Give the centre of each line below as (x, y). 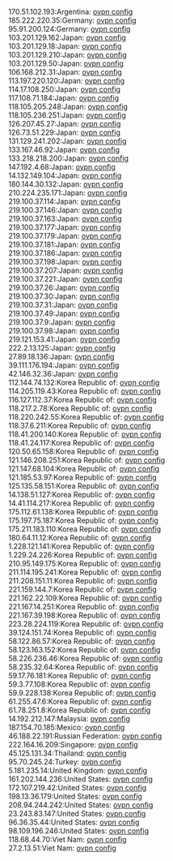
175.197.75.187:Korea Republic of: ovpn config (84, 520)
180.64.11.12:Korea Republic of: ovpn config (80, 538)
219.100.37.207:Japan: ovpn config (66, 270)
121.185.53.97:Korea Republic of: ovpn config (82, 477)
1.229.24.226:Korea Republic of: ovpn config (83, 555)
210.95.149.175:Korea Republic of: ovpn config (85, 564)
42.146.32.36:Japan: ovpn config (63, 374)
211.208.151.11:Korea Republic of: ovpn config (83, 581)
